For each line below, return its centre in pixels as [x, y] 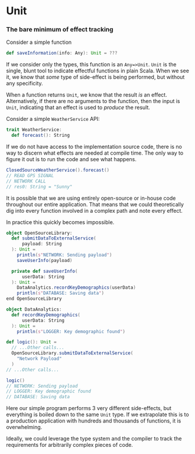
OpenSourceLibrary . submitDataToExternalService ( [72, 353]
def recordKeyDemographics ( [46, 315]
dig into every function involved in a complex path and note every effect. [95, 210]
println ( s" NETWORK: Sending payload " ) [64, 255]
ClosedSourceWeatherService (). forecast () [58, 170]
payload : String [42, 244]
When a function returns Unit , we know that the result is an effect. [87, 95]
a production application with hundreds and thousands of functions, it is [94, 421]
